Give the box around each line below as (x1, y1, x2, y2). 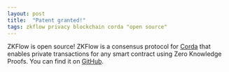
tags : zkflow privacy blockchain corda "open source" (7, 23, 168, 30)
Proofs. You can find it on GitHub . (7, 57, 104, 66)
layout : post (7, 10, 46, 17)
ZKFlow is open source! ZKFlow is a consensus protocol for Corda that (7, 43, 211, 51)
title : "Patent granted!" (7, 17, 86, 24)
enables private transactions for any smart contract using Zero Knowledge (7, 50, 222, 58)
